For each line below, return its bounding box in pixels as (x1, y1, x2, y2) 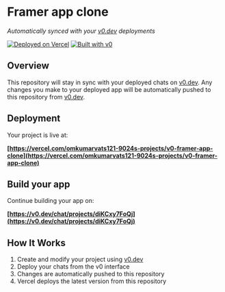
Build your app (7, 178, 70, 190)
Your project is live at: (7, 131, 68, 139)
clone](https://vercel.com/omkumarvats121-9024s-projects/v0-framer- (7, 151, 217, 160)
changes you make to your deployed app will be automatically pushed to (7, 85, 211, 93)
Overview (7, 60, 50, 72)
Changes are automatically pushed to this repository (16, 270, 165, 278)
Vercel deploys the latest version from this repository (16, 277, 167, 285)
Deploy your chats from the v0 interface (16, 263, 130, 271)
